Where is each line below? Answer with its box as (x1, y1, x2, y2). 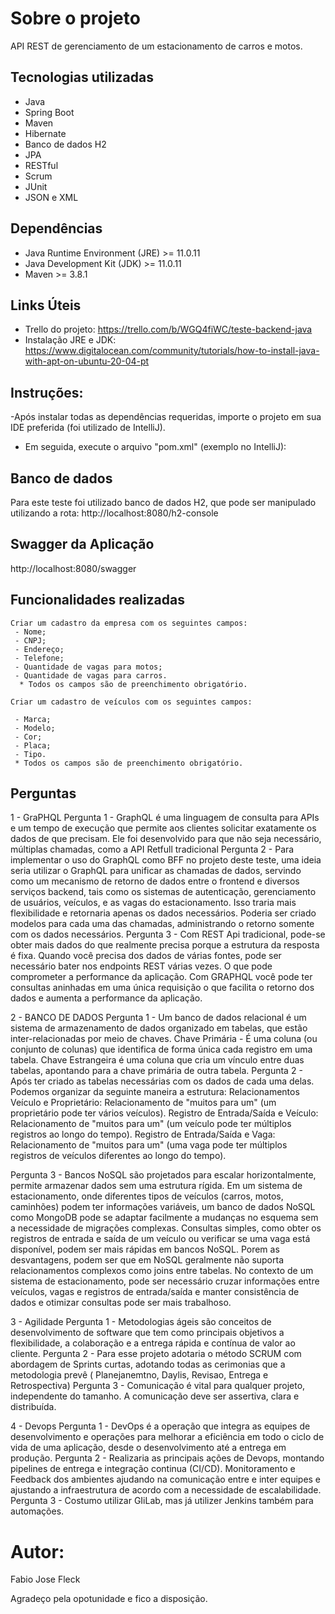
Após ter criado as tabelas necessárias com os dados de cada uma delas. (10, 1075, 315, 1087)
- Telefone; (14, 653, 65, 663)
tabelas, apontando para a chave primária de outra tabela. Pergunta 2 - (10, 1065, 303, 1077)
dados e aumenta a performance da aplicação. (10, 992, 203, 1004)
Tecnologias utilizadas (10, 69, 154, 86)
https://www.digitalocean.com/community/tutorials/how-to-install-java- (24, 345, 320, 357)
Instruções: (10, 384, 84, 401)
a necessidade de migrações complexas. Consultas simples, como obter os (10, 1222, 322, 1234)
